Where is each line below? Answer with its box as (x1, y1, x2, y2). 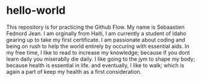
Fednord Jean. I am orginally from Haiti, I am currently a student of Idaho (6, 29, 187, 37)
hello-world (6, 4, 66, 17)
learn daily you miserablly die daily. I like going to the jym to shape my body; (6, 55, 196, 62)
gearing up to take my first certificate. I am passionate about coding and (6, 36, 185, 43)
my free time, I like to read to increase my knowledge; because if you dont (6, 49, 190, 56)
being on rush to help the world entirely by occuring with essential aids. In (6, 43, 190, 50)
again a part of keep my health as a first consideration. (6, 68, 142, 75)
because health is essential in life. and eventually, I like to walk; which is (6, 61, 185, 69)
